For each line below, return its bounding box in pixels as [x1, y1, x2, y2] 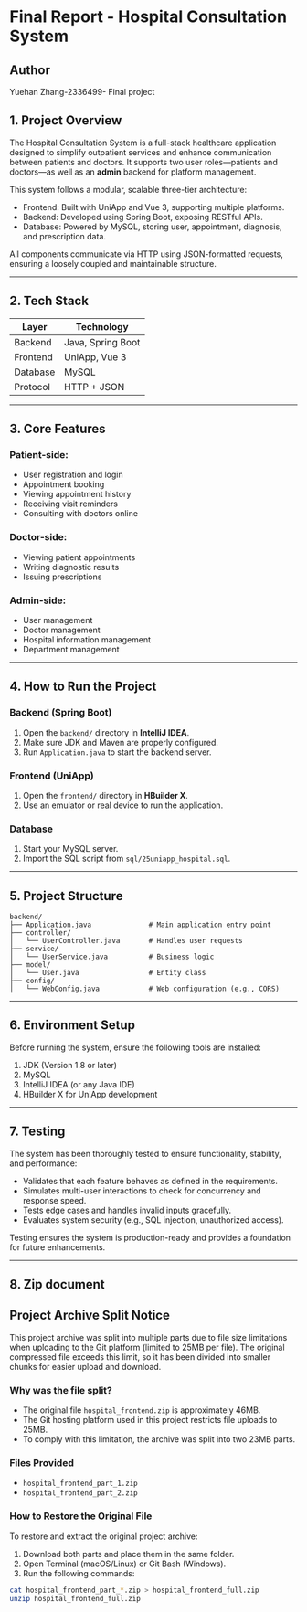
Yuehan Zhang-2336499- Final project [9, 87, 155, 97]
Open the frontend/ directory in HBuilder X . [22, 790, 189, 801]
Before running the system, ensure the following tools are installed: [9, 1042, 262, 1053]
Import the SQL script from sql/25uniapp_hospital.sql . [22, 853, 231, 864]
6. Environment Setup [9, 1017, 135, 1034]
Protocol [14, 380, 50, 393]
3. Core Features [9, 421, 107, 437]
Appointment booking [22, 479, 105, 490]
